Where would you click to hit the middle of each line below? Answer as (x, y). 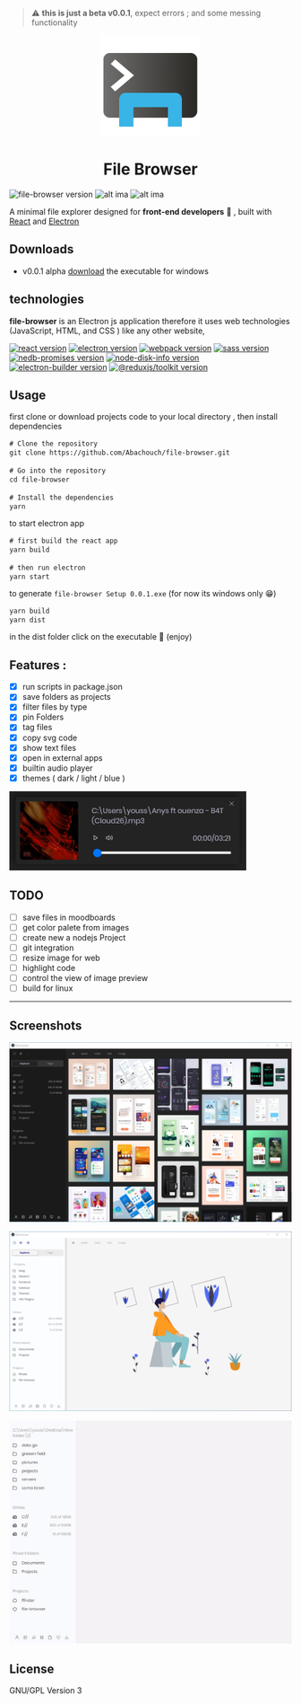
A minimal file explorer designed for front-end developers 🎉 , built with (141, 211)
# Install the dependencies (62, 498)
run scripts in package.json (73, 687)
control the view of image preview (85, 978)
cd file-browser (39, 480)
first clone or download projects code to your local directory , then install (143, 417)
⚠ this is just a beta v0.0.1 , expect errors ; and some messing (146, 13)
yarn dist (28, 620)
